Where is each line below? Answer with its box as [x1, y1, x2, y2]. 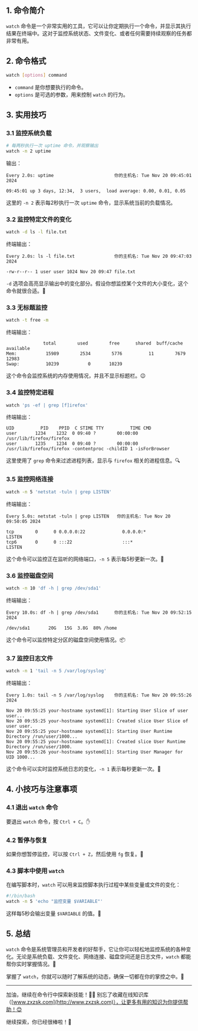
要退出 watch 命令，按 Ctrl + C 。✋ [6, 818, 91, 825]
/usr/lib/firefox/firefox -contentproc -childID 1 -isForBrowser [6, 446, 170, 452]
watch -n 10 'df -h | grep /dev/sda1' [6, 585, 101, 591]
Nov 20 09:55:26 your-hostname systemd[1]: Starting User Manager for [6, 749, 183, 755]
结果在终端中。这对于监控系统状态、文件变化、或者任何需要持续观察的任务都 [6, 30, 192, 37]
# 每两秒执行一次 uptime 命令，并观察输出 [6, 143, 98, 149]
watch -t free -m [6, 318, 49, 323]
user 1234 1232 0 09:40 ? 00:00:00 [6, 430, 138, 437]
